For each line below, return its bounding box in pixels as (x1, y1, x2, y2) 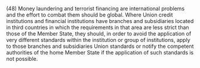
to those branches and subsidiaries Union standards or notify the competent (6, 43, 194, 50)
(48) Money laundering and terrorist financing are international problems (6, 5, 185, 12)
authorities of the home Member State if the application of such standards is (6, 49, 194, 56)
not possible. (6, 56, 38, 62)
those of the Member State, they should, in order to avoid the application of (6, 30, 192, 37)
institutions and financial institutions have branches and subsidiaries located (6, 18, 194, 24)
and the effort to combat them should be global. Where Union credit (6, 11, 173, 18)
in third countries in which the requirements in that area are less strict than (6, 24, 189, 31)
